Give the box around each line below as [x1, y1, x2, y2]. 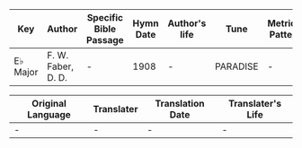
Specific [86, 12, 124, 23]
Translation [155, 98, 205, 109]
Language [26, 109, 72, 120]
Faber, [46, 60, 75, 73]
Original [31, 98, 67, 109]
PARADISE [215, 60, 259, 73]
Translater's [227, 98, 281, 109]
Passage [86, 34, 124, 46]
